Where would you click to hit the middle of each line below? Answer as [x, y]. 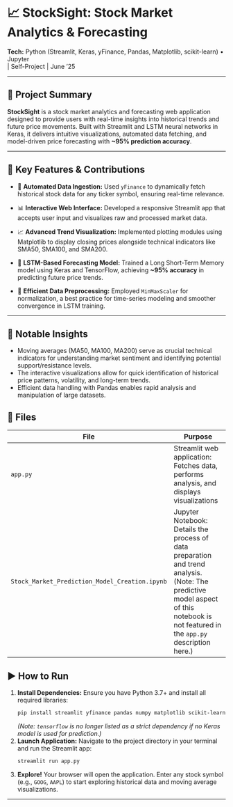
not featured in [198, 625]
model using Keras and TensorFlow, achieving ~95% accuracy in [111, 270]
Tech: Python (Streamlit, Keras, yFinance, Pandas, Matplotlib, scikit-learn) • [115, 52]
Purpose [198, 437]
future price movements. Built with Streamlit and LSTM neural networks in [113, 126]
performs [189, 475]
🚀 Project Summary [50, 95]
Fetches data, [196, 466]
